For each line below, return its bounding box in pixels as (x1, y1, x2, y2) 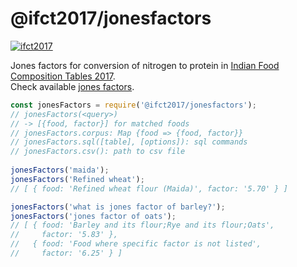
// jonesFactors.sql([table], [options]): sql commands (10, 137, 248, 147)
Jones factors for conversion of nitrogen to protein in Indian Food (10, 59, 280, 71)
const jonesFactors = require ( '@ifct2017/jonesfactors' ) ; (10, 100, 257, 110)
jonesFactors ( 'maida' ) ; (10, 165, 110, 176)
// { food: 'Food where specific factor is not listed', (10, 239, 262, 249)
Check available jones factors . (10, 80, 135, 92)
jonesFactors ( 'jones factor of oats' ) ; (10, 211, 177, 221)
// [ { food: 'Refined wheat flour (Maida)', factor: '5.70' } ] (10, 183, 288, 194)
